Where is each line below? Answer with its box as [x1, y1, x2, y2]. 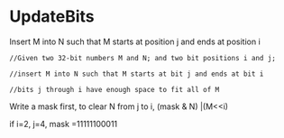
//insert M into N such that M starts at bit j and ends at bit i [9, 69, 264, 78]
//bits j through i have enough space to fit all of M [9, 85, 220, 94]
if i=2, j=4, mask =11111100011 [9, 118, 118, 129]
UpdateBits [9, 6, 95, 27]
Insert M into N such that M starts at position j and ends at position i [9, 36, 261, 47]
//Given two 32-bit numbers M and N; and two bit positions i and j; [9, 53, 277, 62]
